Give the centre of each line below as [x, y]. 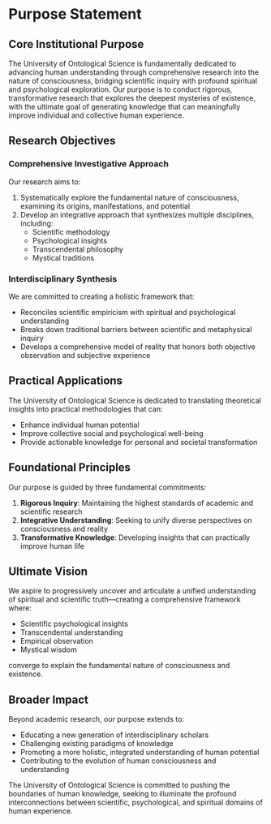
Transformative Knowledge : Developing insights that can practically [135, 537]
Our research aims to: [45, 181]
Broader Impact [49, 699]
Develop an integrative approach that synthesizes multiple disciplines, [137, 214]
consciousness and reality [64, 528]
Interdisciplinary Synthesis [63, 278]
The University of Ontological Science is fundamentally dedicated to [123, 63]
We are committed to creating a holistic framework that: [101, 296]
